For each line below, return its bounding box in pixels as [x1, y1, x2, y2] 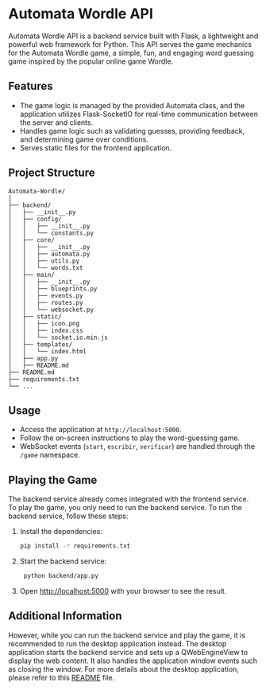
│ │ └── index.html [8, 347, 87, 355]
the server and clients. [19, 117, 94, 127]
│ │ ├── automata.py [8, 250, 91, 258]
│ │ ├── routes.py [8, 298, 83, 306]
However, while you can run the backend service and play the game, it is [8, 630, 246, 640]
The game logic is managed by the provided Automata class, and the [19, 100, 245, 110]
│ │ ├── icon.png [8, 319, 80, 327]
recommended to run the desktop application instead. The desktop [8, 638, 227, 649]
